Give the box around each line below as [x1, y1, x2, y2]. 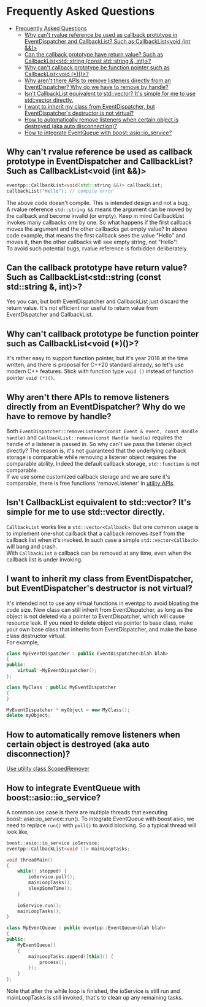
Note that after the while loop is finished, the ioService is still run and [6, 987, 180, 995]
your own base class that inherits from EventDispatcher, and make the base [6, 625, 197, 633]
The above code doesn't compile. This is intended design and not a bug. [6, 199, 189, 206]
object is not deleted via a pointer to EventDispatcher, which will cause [6, 612, 185, 620]
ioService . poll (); [28, 874, 75, 880]
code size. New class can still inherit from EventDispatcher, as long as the [6, 606, 193, 613]
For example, [6, 638, 40, 646]
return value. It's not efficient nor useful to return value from [6, 304, 158, 312]
